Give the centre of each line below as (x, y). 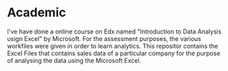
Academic (37, 13)
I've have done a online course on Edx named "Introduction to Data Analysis (114, 31)
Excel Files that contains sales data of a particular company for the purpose (114, 53)
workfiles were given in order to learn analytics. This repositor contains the (113, 46)
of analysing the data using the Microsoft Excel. (74, 60)
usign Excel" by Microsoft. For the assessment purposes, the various (104, 38)
